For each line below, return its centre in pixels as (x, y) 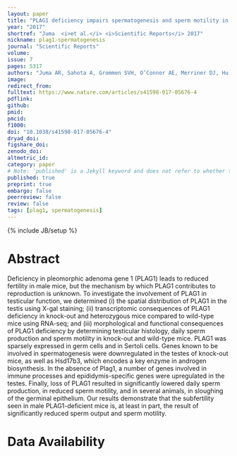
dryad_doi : (23, 138)
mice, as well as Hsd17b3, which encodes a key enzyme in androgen (107, 361)
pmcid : (17, 118)
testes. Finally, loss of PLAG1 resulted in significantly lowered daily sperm (114, 383)
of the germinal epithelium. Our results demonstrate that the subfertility (111, 398)
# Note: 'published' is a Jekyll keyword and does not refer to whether (116, 171)
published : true (31, 178)
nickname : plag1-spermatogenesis (56, 40)
